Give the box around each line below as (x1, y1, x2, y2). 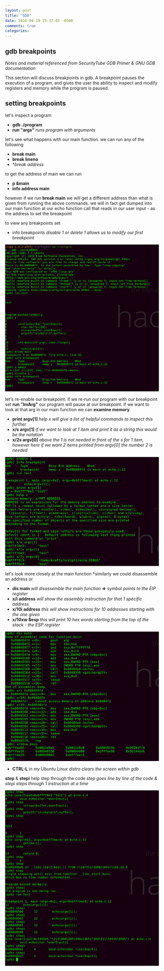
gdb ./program (12, 122, 42, 127)
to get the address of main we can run (5, 171, 82, 177)
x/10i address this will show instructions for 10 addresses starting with (12, 606, 155, 612)
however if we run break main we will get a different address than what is (5, 195, 153, 201)
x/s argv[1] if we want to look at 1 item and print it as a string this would (12, 426, 157, 432)
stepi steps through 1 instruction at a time (5, 781, 89, 786)
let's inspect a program (5, 112, 52, 118)
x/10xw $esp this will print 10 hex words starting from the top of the (12, 617, 149, 623)
